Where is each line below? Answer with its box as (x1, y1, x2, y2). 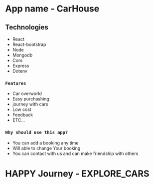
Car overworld (12, 90, 42, 96)
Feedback (12, 112, 33, 118)
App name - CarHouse (5, 3, 100, 14)
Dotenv (12, 68, 27, 74)
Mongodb (12, 52, 33, 58)
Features (5, 80, 26, 86)
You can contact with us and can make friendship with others (12, 150, 139, 156)
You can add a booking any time (12, 139, 79, 145)
